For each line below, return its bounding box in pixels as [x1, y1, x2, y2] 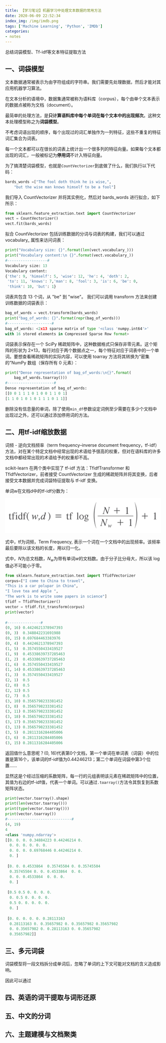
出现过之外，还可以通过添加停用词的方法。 [5, 412, 92, 418]
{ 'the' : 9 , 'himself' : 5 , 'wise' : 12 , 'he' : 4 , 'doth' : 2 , [5, 274, 129, 279]
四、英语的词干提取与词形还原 [5, 993, 96, 1002]
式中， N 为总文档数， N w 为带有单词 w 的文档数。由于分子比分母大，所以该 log [5, 555, 160, 563]
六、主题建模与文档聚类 [5, 1030, 77, 1039]
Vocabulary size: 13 [5, 263, 48, 268]
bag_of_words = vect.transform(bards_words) [5, 310, 98, 316]
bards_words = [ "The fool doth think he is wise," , [5, 179, 112, 184]
